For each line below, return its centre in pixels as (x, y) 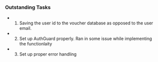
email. (25, 28)
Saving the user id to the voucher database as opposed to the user (86, 23)
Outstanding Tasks (28, 7)
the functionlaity (36, 44)
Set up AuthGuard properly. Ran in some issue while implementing (86, 39)
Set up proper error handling (48, 54)
